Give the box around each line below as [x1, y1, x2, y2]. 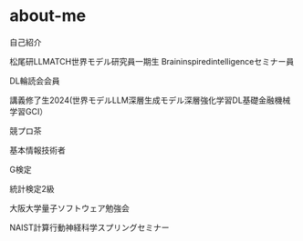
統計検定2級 [9, 183, 55, 194]
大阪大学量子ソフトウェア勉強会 [9, 202, 130, 214]
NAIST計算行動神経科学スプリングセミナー [9, 222, 170, 233]
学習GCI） [9, 105, 48, 116]
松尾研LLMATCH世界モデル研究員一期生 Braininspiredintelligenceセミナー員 [9, 55, 295, 66]
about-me [9, 5, 87, 26]
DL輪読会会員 [9, 75, 61, 86]
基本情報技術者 [9, 145, 66, 156]
